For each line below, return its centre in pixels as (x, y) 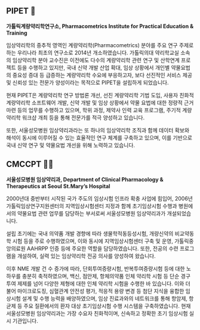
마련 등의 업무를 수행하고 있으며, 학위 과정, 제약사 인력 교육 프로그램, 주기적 (93, 110)
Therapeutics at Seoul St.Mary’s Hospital (58, 186)
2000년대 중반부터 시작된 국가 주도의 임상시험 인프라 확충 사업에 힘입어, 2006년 (99, 198)
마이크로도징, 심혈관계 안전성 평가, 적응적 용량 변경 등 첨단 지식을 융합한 (101, 291)
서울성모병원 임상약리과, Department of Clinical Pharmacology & (85, 179)
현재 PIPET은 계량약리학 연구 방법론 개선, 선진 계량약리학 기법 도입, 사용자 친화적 (100, 95)
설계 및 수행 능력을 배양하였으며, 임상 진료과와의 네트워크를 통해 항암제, (105, 298)
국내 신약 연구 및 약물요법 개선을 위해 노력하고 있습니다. (71, 145)
